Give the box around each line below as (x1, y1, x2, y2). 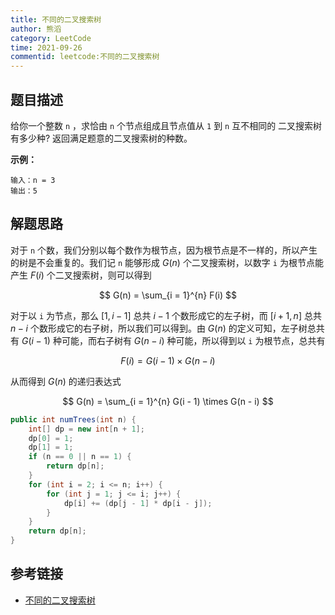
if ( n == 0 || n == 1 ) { (28, 452, 132, 462)
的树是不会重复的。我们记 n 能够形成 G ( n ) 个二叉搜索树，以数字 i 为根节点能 (10, 256, 324, 268)
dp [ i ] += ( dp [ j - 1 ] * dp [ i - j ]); (63, 498, 213, 508)
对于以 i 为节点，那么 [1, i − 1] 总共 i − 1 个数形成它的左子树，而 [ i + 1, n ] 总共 (10, 309, 322, 321)
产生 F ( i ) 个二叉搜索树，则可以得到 (10, 269, 152, 281)
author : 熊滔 (10, 24, 62, 34)
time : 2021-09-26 (10, 42, 83, 53)
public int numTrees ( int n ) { (10, 414, 137, 425)
